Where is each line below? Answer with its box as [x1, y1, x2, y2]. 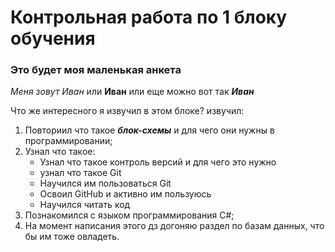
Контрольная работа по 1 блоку [10, 6, 288, 29]
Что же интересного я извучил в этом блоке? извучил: [10, 105, 245, 117]
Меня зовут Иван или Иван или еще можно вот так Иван [10, 86, 255, 98]
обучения [10, 27, 96, 50]
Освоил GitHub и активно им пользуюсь [39, 188, 212, 200]
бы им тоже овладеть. [24, 231, 120, 243]
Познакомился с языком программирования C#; [24, 209, 235, 221]
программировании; [24, 135, 113, 147]
